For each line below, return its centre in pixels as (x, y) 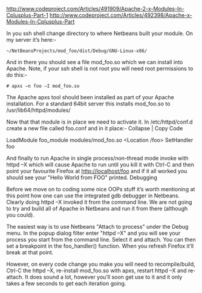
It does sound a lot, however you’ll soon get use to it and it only (104, 277)
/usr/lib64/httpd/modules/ (38, 110)
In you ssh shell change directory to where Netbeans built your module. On (100, 33)
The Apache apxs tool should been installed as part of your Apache (90, 97)
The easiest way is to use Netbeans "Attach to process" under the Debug (97, 227)
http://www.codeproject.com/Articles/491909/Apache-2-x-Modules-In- (95, 9)
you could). (20, 215)
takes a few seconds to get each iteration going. (66, 283)
